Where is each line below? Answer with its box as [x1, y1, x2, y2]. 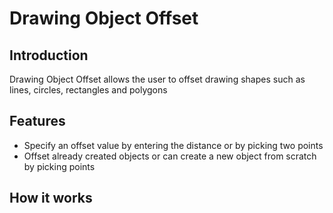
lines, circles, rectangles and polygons [9, 84, 168, 96]
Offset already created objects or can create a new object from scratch [23, 150, 317, 162]
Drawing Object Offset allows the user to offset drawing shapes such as [9, 73, 306, 85]
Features [9, 113, 66, 130]
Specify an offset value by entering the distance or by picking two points [23, 139, 324, 151]
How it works [9, 190, 93, 207]
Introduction [9, 47, 89, 64]
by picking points [23, 160, 96, 172]
